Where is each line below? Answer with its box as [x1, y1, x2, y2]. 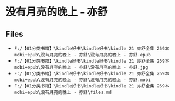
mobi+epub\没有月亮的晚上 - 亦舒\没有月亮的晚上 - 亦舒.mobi [14, 77, 151, 83]
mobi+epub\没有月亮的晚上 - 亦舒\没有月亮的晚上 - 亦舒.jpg [14, 65, 149, 70]
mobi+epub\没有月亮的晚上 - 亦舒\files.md [14, 89, 112, 95]
